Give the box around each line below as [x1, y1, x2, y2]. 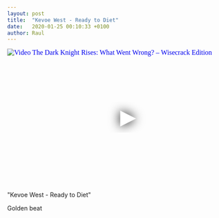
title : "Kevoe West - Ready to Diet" [7, 17, 119, 24]
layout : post [7, 10, 45, 17]
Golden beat [7, 204, 43, 212]
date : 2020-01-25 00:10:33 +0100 [7, 23, 110, 30]
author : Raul [7, 29, 45, 37]
